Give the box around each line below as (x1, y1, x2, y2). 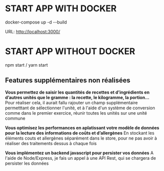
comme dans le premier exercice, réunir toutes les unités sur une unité (5, 110, 147, 116)
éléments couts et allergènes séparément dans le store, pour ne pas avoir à (5, 135, 157, 141)
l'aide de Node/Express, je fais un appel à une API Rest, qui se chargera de (5, 155, 156, 161)
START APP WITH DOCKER (5, 3, 117, 14)
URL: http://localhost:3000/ (5, 28, 60, 34)
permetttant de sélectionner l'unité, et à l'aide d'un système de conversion (5, 105, 155, 111)
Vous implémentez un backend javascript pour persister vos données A (5, 150, 154, 156)
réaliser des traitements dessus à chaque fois (5, 140, 97, 146)
